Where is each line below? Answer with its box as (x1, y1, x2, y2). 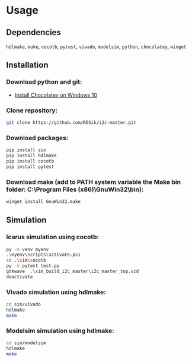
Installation (6, 60, 49, 70)
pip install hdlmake (6, 153, 57, 159)
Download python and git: (6, 78, 82, 86)
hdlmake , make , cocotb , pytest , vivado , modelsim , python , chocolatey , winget (6, 43, 187, 50)
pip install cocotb (6, 158, 55, 164)
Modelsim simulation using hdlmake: (6, 326, 114, 335)
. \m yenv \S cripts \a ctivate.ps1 (6, 252, 81, 258)
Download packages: (6, 134, 69, 142)
